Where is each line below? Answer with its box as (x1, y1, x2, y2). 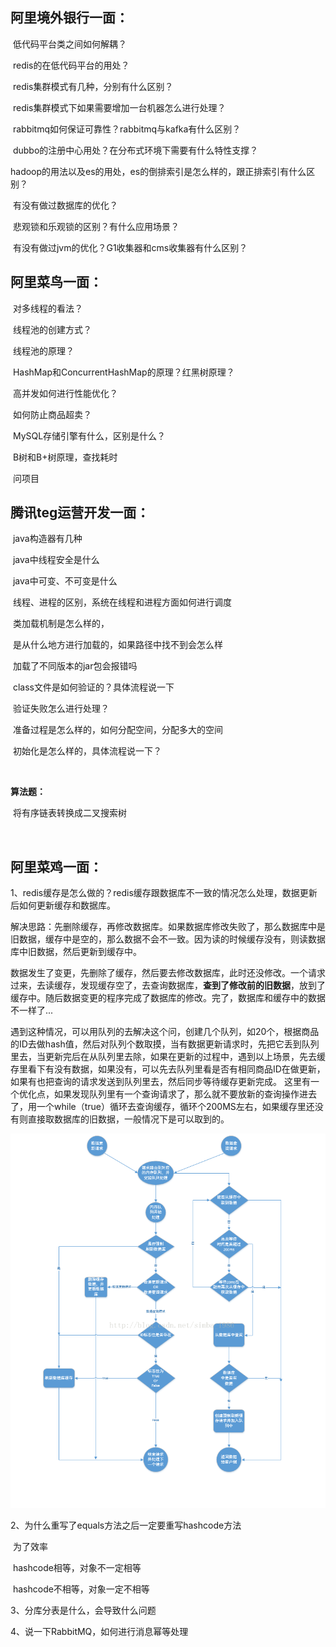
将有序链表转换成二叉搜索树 (12, 807, 127, 819)
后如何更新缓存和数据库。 (10, 899, 116, 912)
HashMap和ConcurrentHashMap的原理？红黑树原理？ (12, 366, 235, 378)
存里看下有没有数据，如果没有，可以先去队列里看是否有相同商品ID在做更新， (10, 1063, 326, 1075)
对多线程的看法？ (12, 302, 83, 314)
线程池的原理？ (12, 344, 75, 357)
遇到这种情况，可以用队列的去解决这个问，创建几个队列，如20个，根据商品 (10, 1026, 320, 1038)
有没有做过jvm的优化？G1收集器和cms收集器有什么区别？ (12, 241, 248, 253)
